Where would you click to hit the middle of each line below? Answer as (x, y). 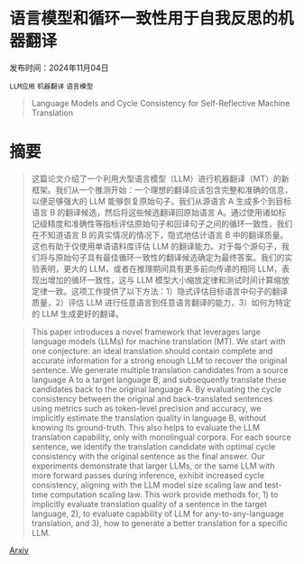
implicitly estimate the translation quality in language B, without (149, 418)
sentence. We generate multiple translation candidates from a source (160, 369)
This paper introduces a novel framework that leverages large (146, 332)
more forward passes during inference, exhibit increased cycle (147, 475)
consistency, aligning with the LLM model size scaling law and (147, 485)
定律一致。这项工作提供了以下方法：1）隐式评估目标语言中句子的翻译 (160, 291)
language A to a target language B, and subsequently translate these (159, 379)
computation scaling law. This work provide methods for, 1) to (164, 494)
